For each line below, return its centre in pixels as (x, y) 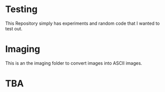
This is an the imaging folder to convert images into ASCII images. (74, 63)
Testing (21, 9)
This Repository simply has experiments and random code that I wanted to (82, 23)
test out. (14, 28)
